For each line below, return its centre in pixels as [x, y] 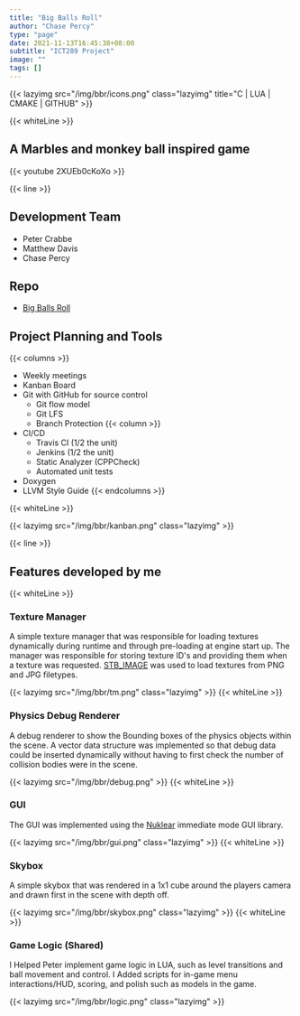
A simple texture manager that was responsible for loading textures [134, 637]
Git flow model [63, 405]
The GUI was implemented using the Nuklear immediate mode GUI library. [146, 825]
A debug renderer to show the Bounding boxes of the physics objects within [150, 735]
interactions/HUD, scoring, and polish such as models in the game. [133, 984]
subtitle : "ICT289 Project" [62, 51]
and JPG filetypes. [44, 675]
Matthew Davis [50, 248]
